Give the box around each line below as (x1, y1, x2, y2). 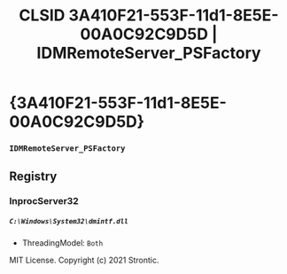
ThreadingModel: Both (21, 238, 104, 248)
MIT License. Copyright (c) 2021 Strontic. (9, 254, 159, 266)
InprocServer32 (9, 195, 80, 207)
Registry (9, 168, 58, 184)
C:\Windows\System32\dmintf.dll (9, 217, 128, 226)
